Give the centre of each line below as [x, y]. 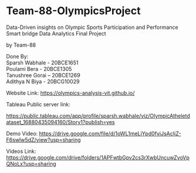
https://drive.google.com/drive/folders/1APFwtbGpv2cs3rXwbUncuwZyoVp [98, 157]
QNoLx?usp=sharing [31, 164]
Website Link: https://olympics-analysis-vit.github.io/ [71, 93]
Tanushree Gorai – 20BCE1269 [43, 75]
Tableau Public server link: [38, 104]
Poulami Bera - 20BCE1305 [39, 68]
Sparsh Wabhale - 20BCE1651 [42, 63]
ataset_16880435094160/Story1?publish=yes [61, 122]
